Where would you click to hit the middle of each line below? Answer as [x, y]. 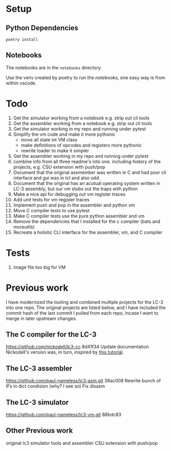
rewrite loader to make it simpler [55, 150]
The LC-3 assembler [39, 368]
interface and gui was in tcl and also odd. [57, 178]
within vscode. [21, 83]
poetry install [22, 39]
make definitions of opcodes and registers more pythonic [81, 145]
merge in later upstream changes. [41, 318]
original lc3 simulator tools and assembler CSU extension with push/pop [82, 443]
